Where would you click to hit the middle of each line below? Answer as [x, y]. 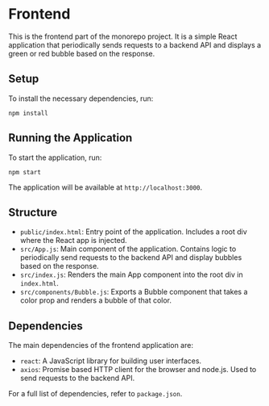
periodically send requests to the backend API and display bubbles [131, 257]
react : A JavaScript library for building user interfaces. [111, 361]
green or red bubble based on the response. [82, 53]
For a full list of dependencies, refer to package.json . [95, 394]
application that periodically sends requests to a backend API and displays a [135, 44]
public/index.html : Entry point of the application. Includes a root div [133, 232]
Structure [33, 212]
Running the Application [70, 138]
